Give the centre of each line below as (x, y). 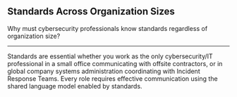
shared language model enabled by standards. (75, 86)
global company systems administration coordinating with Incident (104, 71)
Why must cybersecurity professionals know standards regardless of (108, 28)
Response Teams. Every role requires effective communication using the (113, 78)
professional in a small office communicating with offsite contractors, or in (115, 63)
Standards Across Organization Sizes (91, 12)
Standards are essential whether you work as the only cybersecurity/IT (110, 56)
